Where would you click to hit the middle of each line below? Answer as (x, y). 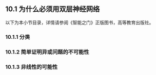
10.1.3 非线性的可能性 (32, 67)
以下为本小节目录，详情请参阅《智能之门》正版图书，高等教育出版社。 (80, 22)
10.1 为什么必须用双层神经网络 (53, 9)
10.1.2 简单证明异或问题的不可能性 (47, 52)
